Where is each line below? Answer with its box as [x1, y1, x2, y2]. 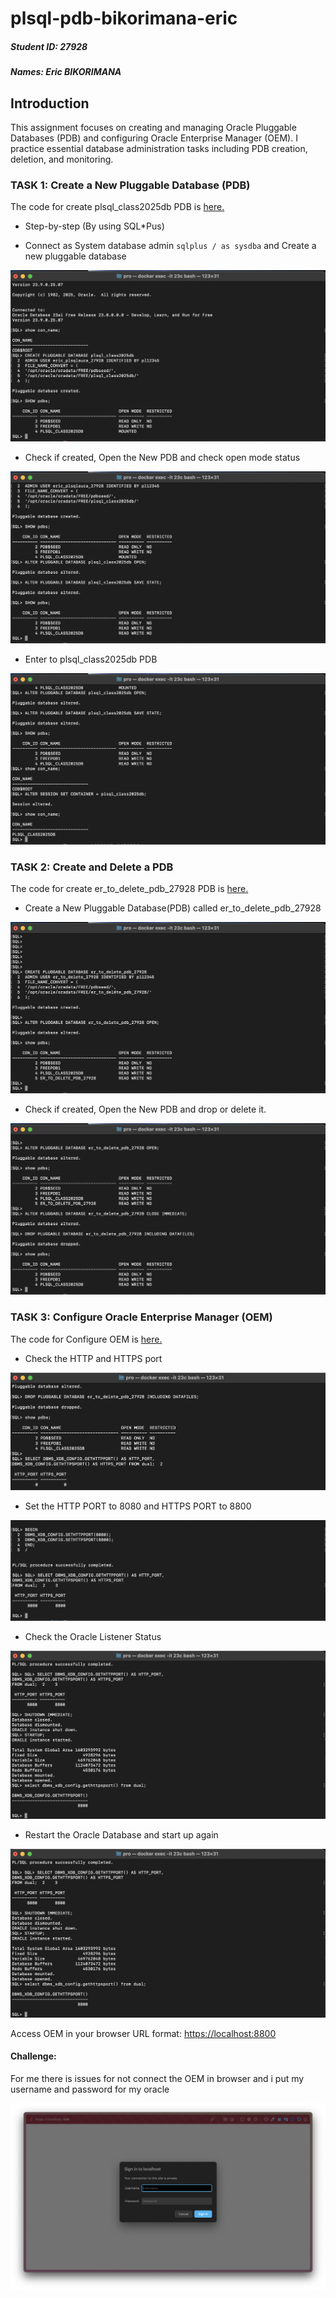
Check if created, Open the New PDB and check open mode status [24, 452, 301, 464]
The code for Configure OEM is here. [10, 1333, 163, 1345]
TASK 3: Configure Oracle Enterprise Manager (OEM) [10, 1310, 273, 1324]
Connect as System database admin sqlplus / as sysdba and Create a [24, 240, 317, 252]
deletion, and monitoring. [10, 153, 114, 165]
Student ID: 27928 [10, 40, 88, 52]
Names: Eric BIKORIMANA [10, 66, 122, 78]
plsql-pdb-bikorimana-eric [10, 7, 238, 30]
